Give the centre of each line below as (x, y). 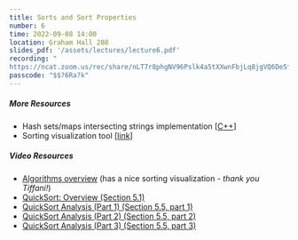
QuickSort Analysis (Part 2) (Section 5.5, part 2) (109, 216)
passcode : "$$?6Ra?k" (49, 76)
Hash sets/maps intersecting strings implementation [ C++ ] (129, 126)
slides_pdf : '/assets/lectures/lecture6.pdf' (94, 51)
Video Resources (41, 156)
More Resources (40, 104)
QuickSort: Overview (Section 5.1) (83, 197)
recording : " (33, 59)
